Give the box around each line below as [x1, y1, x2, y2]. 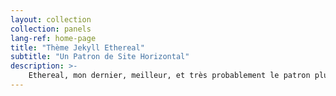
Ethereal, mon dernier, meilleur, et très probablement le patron [28, 71, 311, 81]
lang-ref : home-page [10, 33, 97, 43]
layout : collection [10, 14, 92, 25]
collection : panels [10, 24, 92, 34]
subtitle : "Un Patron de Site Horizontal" [10, 52, 190, 62]
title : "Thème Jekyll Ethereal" [10, 42, 145, 53]
